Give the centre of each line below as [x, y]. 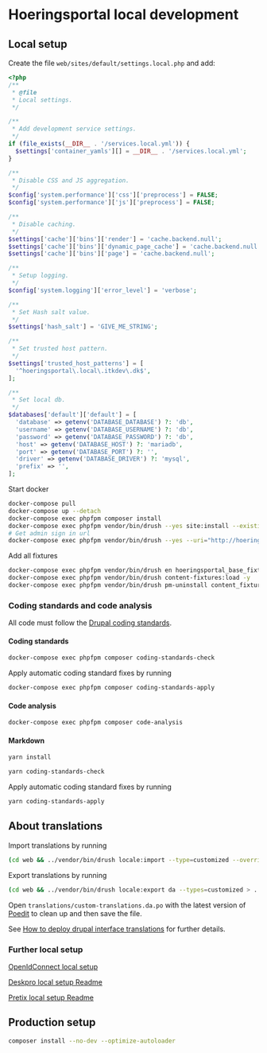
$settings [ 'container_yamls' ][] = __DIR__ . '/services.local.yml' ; [131, 151]
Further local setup [46, 950]
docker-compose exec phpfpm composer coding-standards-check [112, 658]
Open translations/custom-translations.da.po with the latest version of [127, 905]
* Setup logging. [40, 276]
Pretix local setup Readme [51, 997]
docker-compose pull [43, 503]
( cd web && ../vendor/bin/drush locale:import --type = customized [118, 860]
